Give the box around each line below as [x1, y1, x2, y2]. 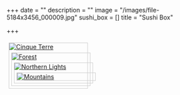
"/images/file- [120, 6, 160, 14]
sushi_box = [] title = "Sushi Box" [79, 13, 174, 21]
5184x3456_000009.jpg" [6, 13, 78, 21]
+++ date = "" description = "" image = [6, 6, 119, 14]
